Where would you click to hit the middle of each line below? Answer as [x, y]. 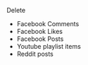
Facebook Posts [40, 39]
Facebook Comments [48, 24]
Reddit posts [35, 54]
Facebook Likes [39, 31]
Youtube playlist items [49, 46]
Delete [16, 10]
